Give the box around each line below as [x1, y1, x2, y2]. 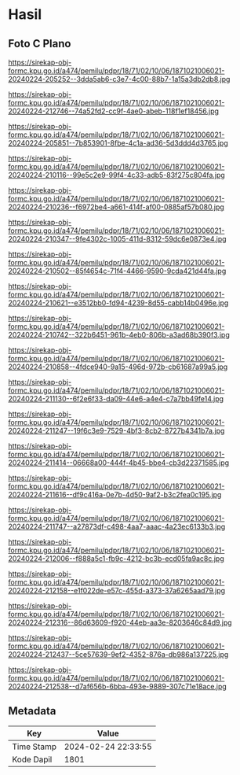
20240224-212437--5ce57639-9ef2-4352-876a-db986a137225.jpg [8, 650, 229, 659]
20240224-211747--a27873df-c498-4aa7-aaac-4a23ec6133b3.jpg [8, 522, 226, 531]
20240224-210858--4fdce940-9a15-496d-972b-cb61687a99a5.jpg [8, 362, 228, 371]
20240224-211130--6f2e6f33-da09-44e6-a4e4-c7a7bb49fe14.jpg [8, 394, 224, 403]
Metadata [8, 704, 56, 718]
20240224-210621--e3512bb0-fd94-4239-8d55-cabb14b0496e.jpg [8, 298, 229, 308]
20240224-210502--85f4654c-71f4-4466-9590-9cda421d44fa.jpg [8, 266, 227, 275]
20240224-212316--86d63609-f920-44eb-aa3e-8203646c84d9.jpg [8, 618, 233, 627]
